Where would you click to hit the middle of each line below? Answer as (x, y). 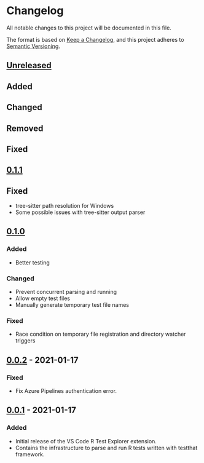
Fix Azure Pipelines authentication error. (66, 391)
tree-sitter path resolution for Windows (65, 206)
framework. (30, 454)
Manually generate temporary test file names (72, 305)
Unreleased (29, 65)
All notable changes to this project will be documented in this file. (89, 28)
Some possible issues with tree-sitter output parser (80, 212)
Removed (25, 128)
